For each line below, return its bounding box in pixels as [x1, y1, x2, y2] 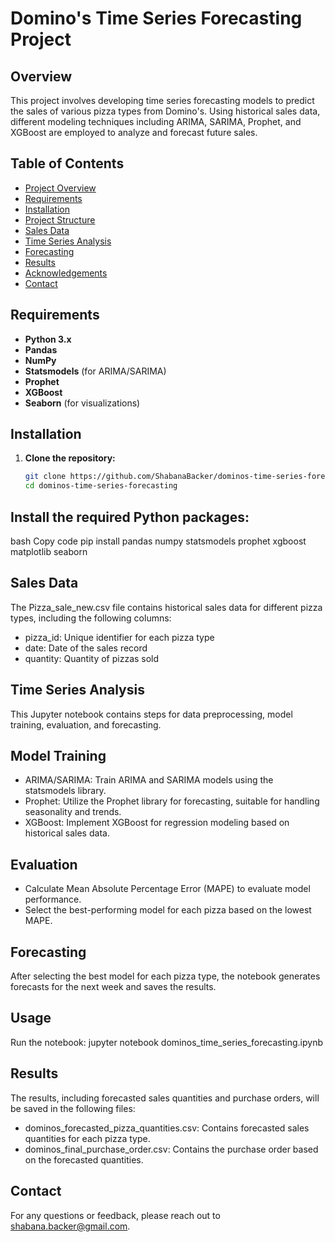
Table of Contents [10, 155, 125, 172]
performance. [24, 893, 82, 906]
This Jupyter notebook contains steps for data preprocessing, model [10, 708, 293, 720]
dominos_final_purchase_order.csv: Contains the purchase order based [24, 1143, 319, 1155]
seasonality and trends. [24, 806, 122, 818]
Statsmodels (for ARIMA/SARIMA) [24, 365, 167, 377]
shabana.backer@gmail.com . [10, 1220, 131, 1232]
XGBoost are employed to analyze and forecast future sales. [10, 127, 258, 138]
